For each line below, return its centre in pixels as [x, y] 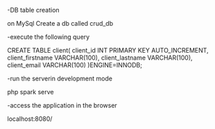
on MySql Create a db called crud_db [60, 23]
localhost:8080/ [30, 119]
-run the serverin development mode [60, 78]
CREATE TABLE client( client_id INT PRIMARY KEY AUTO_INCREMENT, [108, 50]
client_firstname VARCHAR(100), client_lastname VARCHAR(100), [100, 58]
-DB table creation [34, 10]
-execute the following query [49, 37]
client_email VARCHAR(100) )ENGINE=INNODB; [75, 65]
